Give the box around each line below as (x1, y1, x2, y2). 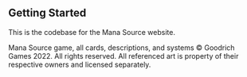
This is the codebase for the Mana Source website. (8, 27, 175, 37)
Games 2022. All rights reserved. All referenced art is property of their (8, 51, 239, 60)
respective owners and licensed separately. (8, 60, 151, 69)
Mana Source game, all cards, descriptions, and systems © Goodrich (8, 43, 235, 52)
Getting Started (8, 6, 87, 20)
